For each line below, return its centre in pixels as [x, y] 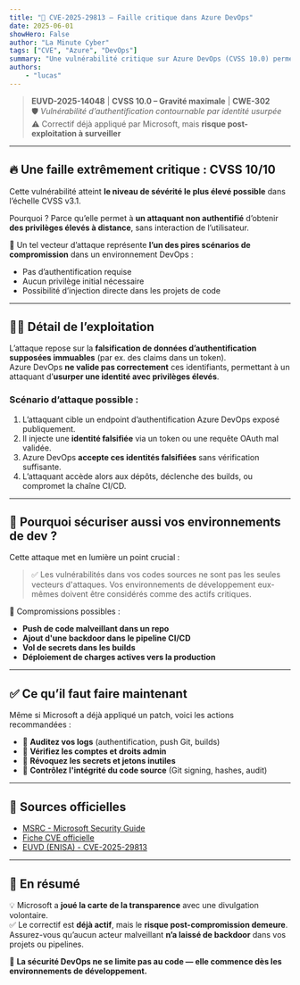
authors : [25, 68]
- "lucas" [44, 76]
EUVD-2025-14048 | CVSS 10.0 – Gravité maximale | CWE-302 [150, 101]
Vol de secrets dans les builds [79, 648]
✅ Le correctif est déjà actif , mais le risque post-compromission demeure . [149, 924]
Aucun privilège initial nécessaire [83, 281]
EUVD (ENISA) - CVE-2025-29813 [84, 848]
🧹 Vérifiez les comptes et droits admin [94, 751]
